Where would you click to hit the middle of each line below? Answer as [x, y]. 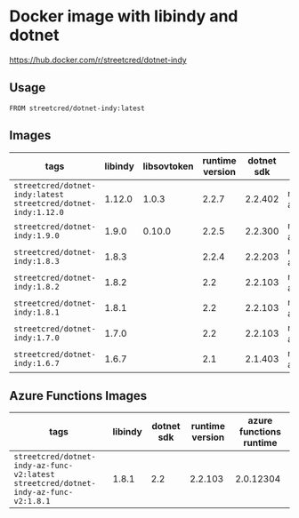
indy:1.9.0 [36, 235]
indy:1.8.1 [36, 312]
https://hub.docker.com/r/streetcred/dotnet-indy [98, 60]
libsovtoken [168, 166]
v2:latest [34, 474]
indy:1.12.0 [39, 212]
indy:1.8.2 [36, 287]
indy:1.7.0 [36, 338]
